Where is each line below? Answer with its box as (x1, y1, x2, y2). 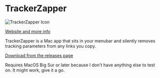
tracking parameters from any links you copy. (5, 43, 96, 49)
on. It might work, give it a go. (5, 67, 65, 73)
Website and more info (5, 28, 51, 34)
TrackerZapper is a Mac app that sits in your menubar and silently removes (5, 38, 156, 44)
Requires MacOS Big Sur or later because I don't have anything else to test (5, 62, 155, 68)
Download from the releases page (5, 52, 73, 58)
